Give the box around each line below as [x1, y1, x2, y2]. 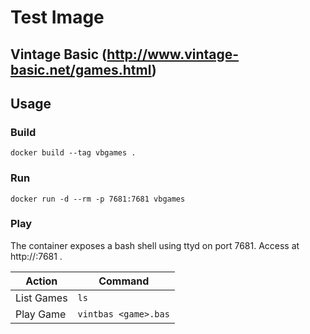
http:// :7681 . [10, 250, 63, 262]
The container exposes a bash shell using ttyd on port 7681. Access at [10, 239, 300, 251]
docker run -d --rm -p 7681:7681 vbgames [10, 194, 186, 204]
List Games [15, 291, 68, 305]
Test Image [10, 6, 105, 29]
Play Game [15, 307, 67, 321]
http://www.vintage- [106, 46, 240, 63]
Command [98, 274, 150, 288]
